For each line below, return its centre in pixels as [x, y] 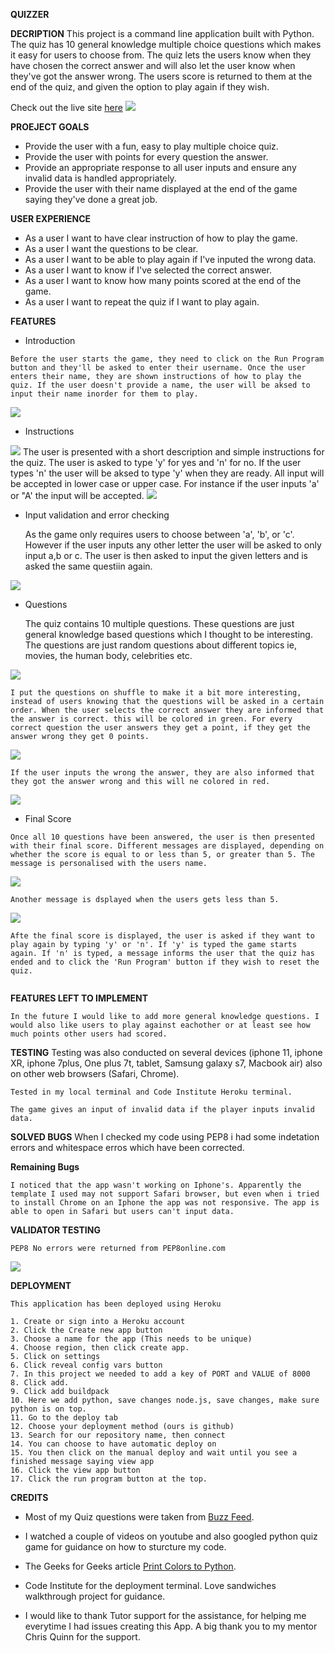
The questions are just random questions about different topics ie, [160, 645]
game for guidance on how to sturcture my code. [125, 1547]
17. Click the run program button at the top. [109, 1479]
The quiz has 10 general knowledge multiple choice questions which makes [166, 44]
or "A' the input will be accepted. [77, 495]
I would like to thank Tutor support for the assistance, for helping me [165, 1615]
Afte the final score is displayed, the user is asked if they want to [162, 936]
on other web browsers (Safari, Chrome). [95, 1073]
